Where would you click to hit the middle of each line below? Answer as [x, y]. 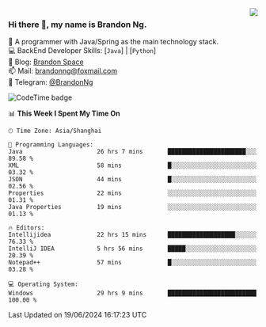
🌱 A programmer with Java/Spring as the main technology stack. [114, 42]
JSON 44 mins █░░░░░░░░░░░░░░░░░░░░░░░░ [133, 180]
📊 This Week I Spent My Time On [64, 113]
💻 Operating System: [44, 284]
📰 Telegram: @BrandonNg [51, 82]
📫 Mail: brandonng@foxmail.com [63, 71]
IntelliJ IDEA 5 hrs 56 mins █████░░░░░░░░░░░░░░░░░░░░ [133, 249]
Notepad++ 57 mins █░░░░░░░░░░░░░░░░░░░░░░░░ [133, 263]
